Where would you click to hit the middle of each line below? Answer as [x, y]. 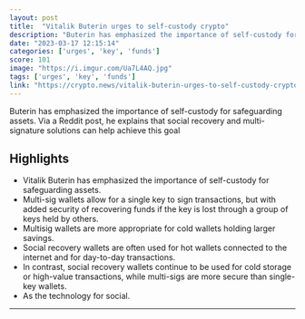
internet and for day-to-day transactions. [99, 257]
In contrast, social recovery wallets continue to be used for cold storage [157, 267]
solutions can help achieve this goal [113, 130]
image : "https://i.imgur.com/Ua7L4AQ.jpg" [91, 69]
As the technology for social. [76, 296]
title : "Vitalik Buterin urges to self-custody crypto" [119, 26]
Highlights [39, 159]
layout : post [34, 18]
